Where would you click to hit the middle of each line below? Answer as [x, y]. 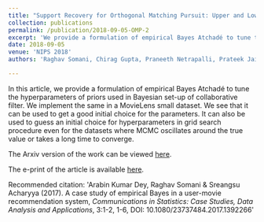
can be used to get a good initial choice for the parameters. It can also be [127, 113]
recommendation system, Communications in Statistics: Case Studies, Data [131, 201]
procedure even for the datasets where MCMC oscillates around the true [126, 130]
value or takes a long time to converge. [71, 139]
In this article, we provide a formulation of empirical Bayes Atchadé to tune [129, 88]
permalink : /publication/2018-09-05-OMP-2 [79, 30]
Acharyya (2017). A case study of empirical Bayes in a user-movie [115, 193]
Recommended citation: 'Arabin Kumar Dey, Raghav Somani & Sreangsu [124, 184]
